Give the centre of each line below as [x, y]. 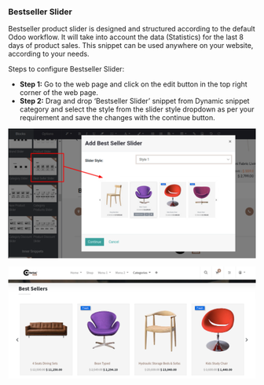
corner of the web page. [59, 93]
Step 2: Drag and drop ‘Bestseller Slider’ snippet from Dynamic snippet [134, 101]
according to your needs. [49, 54]
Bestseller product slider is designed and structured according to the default [132, 29]
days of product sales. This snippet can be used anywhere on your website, [131, 46]
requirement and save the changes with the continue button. [117, 118]
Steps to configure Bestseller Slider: [66, 69]
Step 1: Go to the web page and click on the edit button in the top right [133, 84]
